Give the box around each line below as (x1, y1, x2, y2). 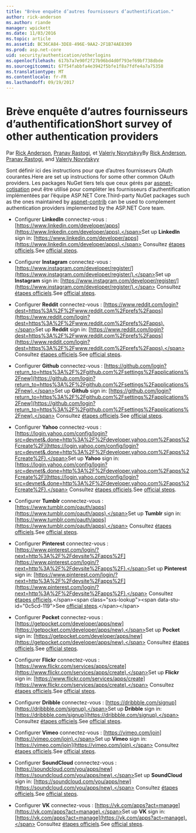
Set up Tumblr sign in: (128, 509, 181, 517)
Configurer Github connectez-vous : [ (14, 362, 106, 369)
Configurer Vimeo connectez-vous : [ (14, 729, 105, 736)
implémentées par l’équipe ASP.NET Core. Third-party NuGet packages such (6, 192, 190, 199)
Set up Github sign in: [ (54, 387, 111, 394)
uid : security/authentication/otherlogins (6, 52, 111, 58)
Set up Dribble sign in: (108, 705, 162, 712)
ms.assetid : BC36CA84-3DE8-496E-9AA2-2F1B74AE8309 (6, 42, 132, 48)
